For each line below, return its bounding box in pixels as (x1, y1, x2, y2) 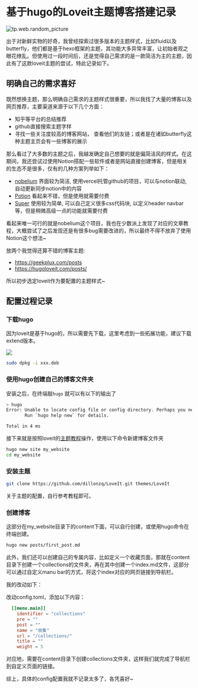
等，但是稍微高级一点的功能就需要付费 (14, 207, 108, 214)
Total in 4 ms (6, 423, 41, 429)
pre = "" (16, 616, 38, 622)
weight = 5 (16, 644, 44, 650)
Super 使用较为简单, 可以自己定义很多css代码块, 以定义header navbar (14, 199, 184, 207)
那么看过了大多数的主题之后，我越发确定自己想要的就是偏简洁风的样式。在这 (6, 150, 192, 157)
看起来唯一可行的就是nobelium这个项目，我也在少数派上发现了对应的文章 (6, 219, 184, 226)
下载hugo (6, 316, 34, 324)
